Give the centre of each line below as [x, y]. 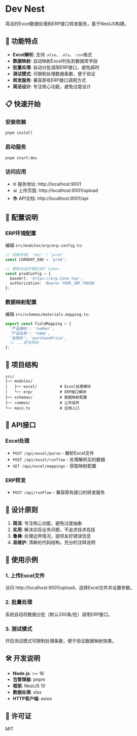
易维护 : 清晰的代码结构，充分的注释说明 [54, 542]
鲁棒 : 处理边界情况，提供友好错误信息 [52, 536]
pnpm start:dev [21, 158]
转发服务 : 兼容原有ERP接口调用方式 [49, 80]
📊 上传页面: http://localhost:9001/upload [55, 190]
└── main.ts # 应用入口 [42, 408]
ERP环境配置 [21, 234]
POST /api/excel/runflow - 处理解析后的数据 [59, 459]
